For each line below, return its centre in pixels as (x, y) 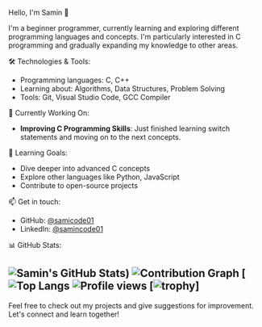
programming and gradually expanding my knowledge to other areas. (123, 45)
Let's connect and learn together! (64, 314)
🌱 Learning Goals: (38, 153)
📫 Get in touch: (35, 201)
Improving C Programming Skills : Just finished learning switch (125, 128)
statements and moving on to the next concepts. (100, 137)
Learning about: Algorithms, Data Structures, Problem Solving (123, 88)
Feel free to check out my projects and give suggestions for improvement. (131, 305)
